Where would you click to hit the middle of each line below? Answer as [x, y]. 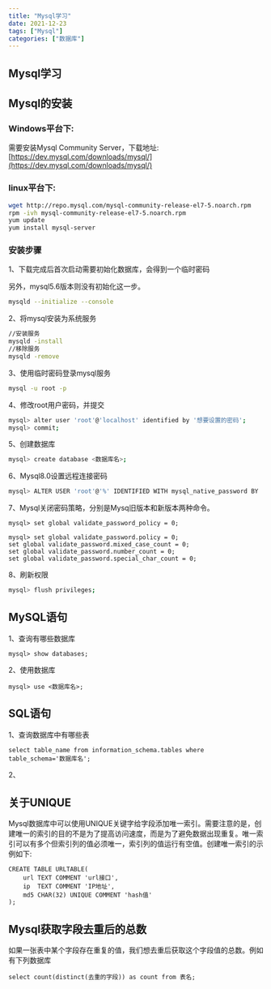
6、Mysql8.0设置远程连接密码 [58, 476]
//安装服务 [24, 334]
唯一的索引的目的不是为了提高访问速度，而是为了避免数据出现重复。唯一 [135, 834]
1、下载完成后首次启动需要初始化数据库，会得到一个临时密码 [109, 269]
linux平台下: [32, 188]
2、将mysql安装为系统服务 [53, 319]
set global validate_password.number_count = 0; [92, 552]
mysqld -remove [34, 356]
